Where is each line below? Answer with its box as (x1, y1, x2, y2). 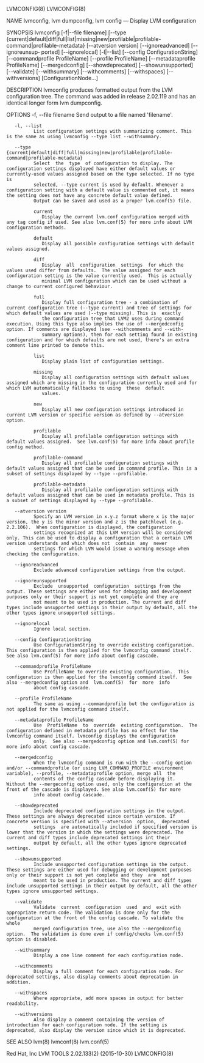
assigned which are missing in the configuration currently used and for (6, 380, 198, 386)
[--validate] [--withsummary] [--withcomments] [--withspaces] (6, 68, 166, 75)
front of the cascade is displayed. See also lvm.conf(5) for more (6, 787, 181, 793)
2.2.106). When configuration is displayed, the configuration (6, 524, 173, 530)
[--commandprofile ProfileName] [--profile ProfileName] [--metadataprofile (6, 55, 196, 62)
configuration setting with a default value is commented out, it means (6, 187, 195, 193)
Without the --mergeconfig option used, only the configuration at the (6, 781, 192, 787)
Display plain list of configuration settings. (41, 358, 165, 365)
